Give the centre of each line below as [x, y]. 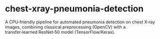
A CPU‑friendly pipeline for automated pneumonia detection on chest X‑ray [80, 22]
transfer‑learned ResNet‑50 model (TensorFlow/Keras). [60, 32]
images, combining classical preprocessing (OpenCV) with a [65, 27]
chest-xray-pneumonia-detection [74, 9]
